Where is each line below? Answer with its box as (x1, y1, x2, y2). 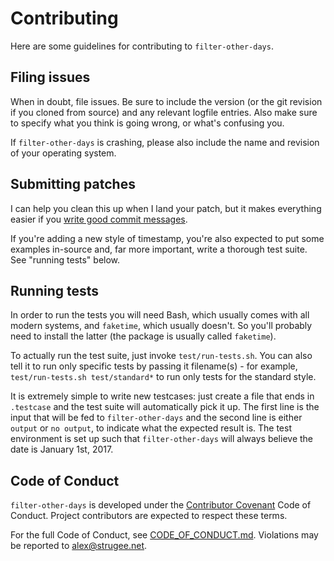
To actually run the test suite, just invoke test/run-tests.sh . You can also (10, 350, 313, 362)
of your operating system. (10, 147, 117, 159)
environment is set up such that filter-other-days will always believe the (10, 433, 313, 445)
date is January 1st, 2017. (10, 443, 114, 456)
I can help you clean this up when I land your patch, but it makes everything (10, 202, 322, 214)
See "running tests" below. (10, 253, 121, 266)
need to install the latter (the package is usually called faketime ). (10, 330, 277, 342)
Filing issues (10, 69, 91, 86)
